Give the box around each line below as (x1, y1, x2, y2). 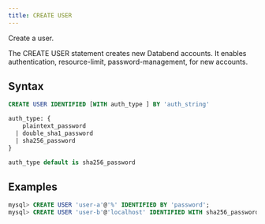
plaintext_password (22, 122, 87, 130)
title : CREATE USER (8, 11, 73, 20)
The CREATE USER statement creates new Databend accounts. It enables (8, 48, 247, 58)
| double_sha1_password (15, 129, 93, 138)
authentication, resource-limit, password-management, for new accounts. (8, 57, 248, 66)
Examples (8, 180, 58, 193)
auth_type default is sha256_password (8, 159, 136, 166)
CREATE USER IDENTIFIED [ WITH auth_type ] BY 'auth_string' (8, 100, 211, 109)
